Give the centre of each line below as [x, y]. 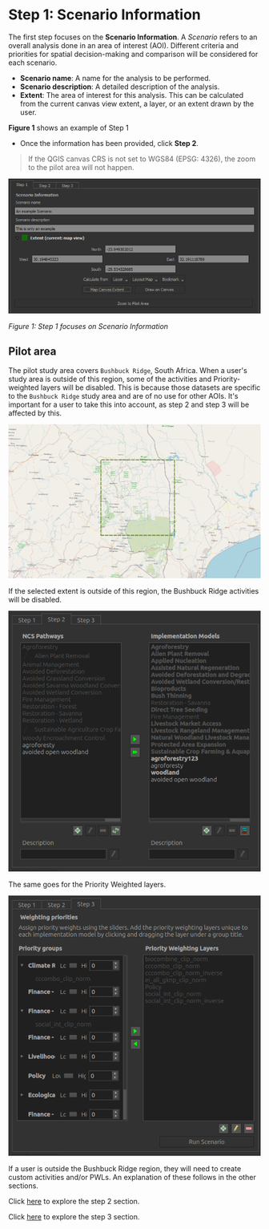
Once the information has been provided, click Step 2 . [109, 143]
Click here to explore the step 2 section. [74, 1202]
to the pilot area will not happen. [81, 167]
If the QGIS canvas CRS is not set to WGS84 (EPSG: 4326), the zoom [142, 159]
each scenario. [33, 63]
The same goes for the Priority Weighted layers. [87, 884]
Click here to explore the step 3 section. [74, 1217]
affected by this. [35, 413]
